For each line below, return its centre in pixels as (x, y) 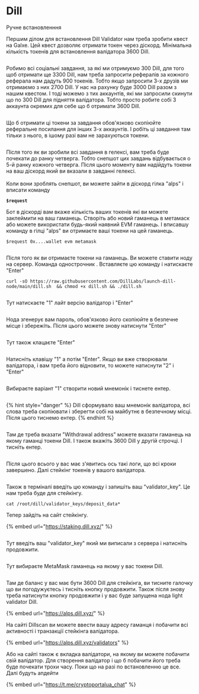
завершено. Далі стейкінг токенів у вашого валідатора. (76, 470)
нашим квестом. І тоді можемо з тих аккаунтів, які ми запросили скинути (99, 93)
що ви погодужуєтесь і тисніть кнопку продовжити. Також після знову (96, 589)
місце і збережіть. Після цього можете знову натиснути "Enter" (86, 325)
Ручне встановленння (34, 27)
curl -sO (17, 281)
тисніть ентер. (24, 447)
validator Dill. (22, 601)
